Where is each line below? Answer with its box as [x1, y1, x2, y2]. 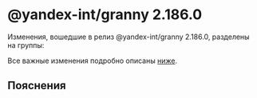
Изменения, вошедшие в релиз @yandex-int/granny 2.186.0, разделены [7, 32, 250, 41]
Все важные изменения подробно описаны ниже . [7, 56, 177, 65]
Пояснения [7, 79, 66, 92]
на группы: [7, 40, 45, 49]
